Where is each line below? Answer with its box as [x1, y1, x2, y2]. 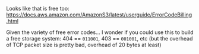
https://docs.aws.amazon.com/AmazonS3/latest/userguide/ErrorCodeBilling [6, 11, 192, 18]
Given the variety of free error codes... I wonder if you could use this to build [6, 29, 194, 36]
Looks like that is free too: [6, 5, 70, 12]
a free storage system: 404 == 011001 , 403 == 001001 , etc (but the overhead [6, 35, 193, 42]
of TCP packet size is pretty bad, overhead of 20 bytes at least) [6, 41, 162, 48]
